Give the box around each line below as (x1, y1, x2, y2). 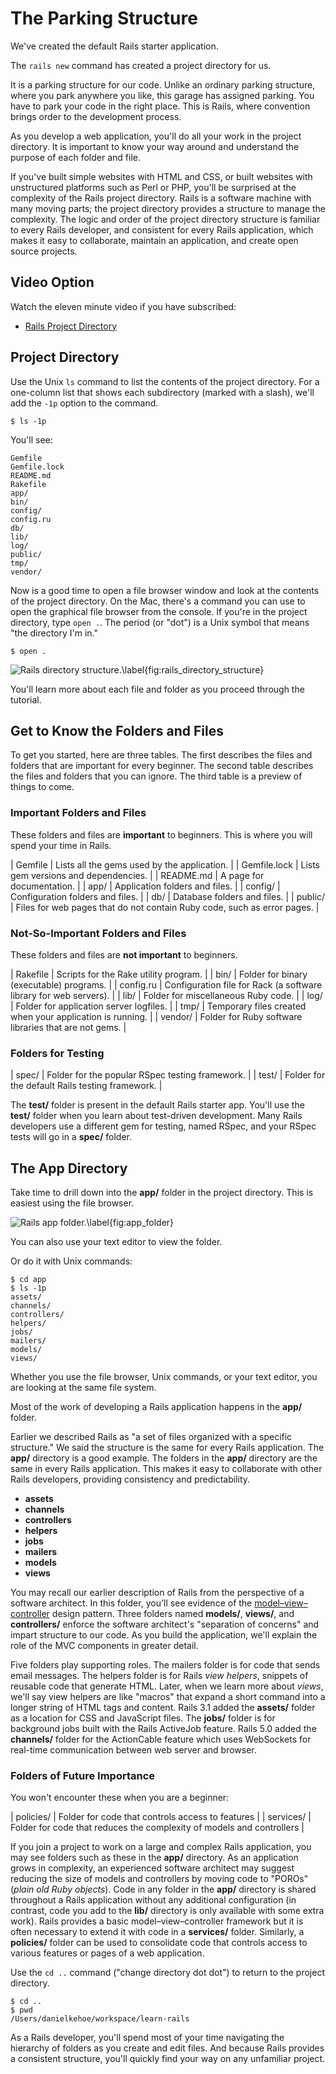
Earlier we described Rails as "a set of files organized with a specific (10, 1431, 293, 1443)
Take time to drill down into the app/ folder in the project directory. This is (10, 1187, 314, 1199)
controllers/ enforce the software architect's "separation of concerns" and (10, 1618, 320, 1631)
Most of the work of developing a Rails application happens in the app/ (10, 1401, 303, 1413)
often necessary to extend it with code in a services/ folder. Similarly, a (10, 1926, 305, 1938)
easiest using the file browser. (10, 1197, 135, 1209)
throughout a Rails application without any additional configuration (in (10, 1894, 297, 1906)
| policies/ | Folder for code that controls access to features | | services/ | (10, 1811, 312, 1823)
